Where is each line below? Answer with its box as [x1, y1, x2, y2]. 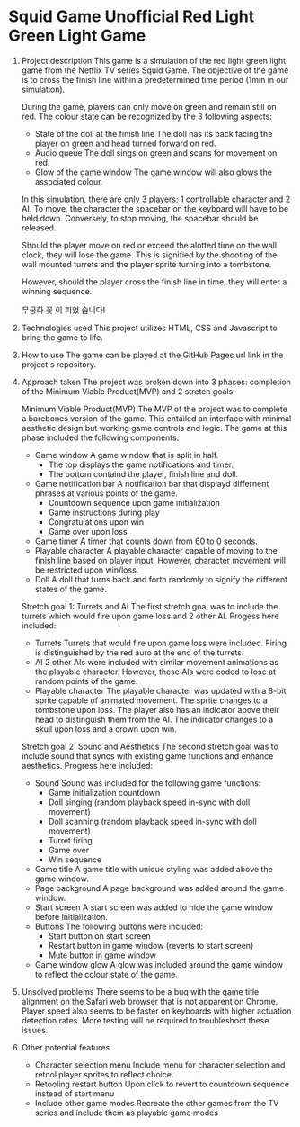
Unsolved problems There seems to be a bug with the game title [21, 986, 260, 996]
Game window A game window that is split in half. [34, 449, 219, 460]
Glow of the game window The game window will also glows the [34, 167, 273, 177]
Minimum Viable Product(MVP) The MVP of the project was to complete [21, 403, 288, 414]
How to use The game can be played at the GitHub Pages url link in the [21, 349, 284, 360]
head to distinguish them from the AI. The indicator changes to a [34, 714, 274, 725]
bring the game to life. [21, 331, 104, 343]
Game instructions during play [48, 507, 161, 518]
